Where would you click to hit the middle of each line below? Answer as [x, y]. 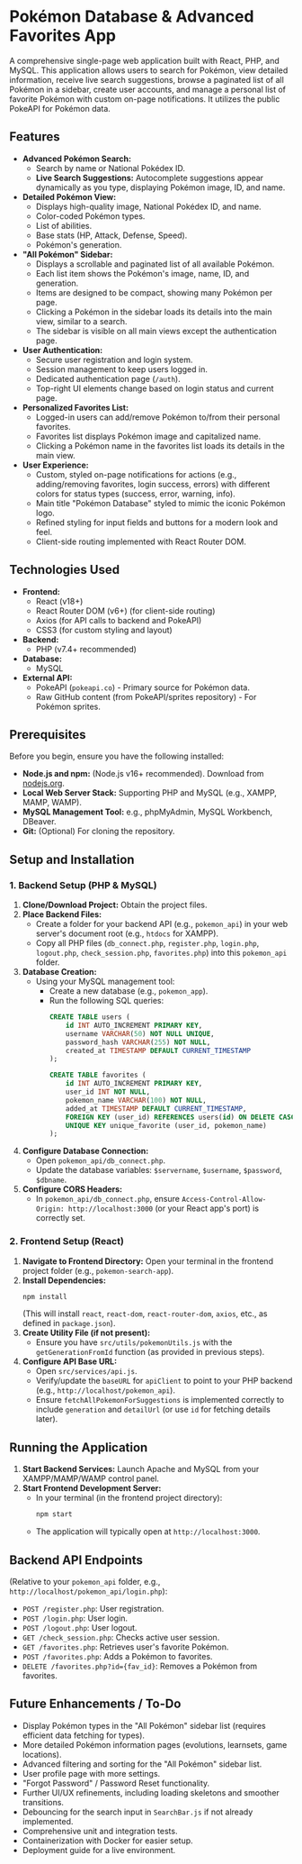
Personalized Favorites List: [75, 407]
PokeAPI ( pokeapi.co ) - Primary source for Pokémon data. [142, 687]
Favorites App [63, 36]
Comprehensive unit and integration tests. [100, 1831]
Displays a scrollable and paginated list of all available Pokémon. [155, 264]
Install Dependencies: [64, 1280]
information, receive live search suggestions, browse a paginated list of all [147, 79]
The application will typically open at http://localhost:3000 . [148, 1532]
